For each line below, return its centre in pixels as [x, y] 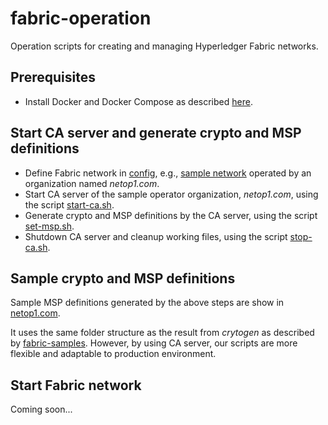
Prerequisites [53, 77]
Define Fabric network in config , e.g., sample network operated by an [168, 173]
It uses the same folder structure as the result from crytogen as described [162, 333]
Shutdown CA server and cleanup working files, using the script [156, 236]
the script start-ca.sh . [69, 204]
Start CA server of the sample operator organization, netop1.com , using [171, 194]
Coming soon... [41, 409]
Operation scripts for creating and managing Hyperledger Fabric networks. [164, 46]
